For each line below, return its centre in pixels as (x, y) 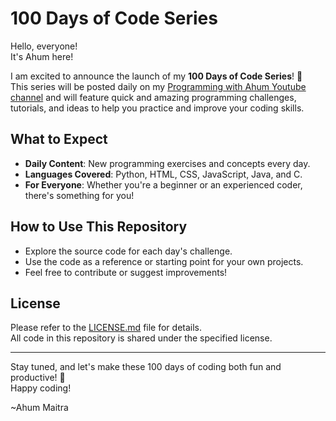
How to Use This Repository (99, 227)
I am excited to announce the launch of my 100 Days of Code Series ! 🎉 (156, 76)
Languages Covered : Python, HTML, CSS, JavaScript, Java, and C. (163, 174)
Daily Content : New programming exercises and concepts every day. (167, 163)
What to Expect (59, 139)
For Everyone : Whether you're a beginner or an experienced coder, (163, 184)
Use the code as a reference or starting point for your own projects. (164, 261)
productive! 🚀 (38, 378)
